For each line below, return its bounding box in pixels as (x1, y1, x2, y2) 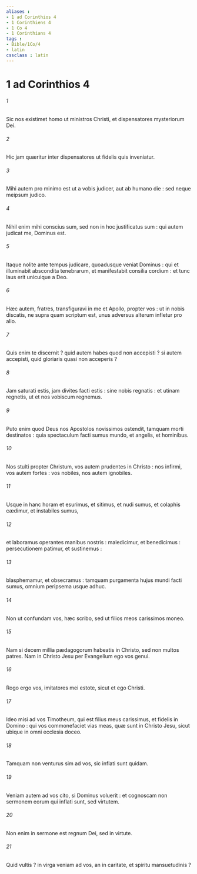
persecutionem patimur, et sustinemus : (6, 545, 102, 552)
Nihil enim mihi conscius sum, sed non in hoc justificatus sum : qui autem (6, 223, 183, 230)
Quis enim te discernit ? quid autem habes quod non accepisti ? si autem (6, 349, 182, 356)
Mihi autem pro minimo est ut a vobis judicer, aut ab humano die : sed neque (6, 185, 191, 192)
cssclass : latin (6, 52, 49, 58)
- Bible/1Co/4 (6, 42, 41, 48)
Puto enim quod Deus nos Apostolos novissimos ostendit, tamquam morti (6, 425, 184, 432)
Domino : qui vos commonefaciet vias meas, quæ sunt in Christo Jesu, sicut (6, 722, 190, 729)
